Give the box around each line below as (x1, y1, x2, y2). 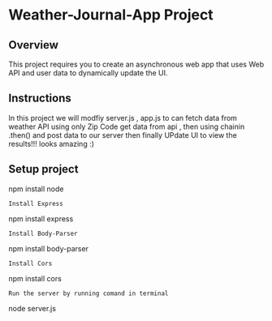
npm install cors (8, 273, 63, 283)
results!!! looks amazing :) (8, 139, 95, 148)
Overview (8, 38, 59, 52)
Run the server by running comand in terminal (8, 289, 169, 297)
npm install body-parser (8, 243, 89, 253)
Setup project (8, 162, 79, 176)
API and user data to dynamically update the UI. (8, 68, 168, 78)
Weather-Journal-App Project (8, 6, 214, 24)
